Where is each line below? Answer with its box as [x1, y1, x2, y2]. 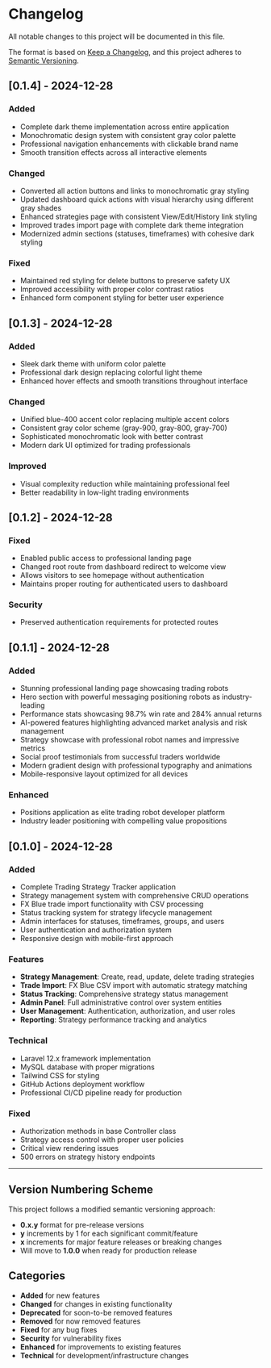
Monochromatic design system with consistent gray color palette [19, 130, 236, 140]
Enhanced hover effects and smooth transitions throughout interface [19, 376, 248, 386]
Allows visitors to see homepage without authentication [19, 571, 205, 580]
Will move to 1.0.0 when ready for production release [19, 1245, 198, 1255]
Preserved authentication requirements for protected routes [19, 617, 219, 627]
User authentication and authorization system [19, 925, 172, 935]
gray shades [19, 203, 62, 212]
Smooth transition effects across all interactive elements [19, 147, 207, 157]
